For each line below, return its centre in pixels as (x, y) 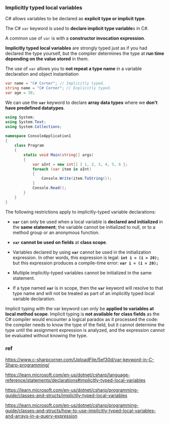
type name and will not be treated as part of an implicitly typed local (83, 293)
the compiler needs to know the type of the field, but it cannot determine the (85, 325)
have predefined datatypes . (35, 108)
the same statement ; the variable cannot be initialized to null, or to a (84, 227)
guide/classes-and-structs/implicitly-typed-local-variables (66, 395)
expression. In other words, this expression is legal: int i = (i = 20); (86, 257)
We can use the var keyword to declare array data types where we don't (81, 102)
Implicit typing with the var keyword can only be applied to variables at (80, 308)
